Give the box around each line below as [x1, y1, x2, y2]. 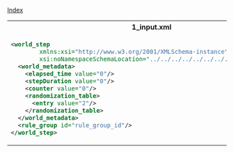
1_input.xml [131, 22, 172, 32]
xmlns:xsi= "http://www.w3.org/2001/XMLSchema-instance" [39, 48, 228, 55]
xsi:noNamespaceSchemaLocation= [39, 55, 146, 63]
